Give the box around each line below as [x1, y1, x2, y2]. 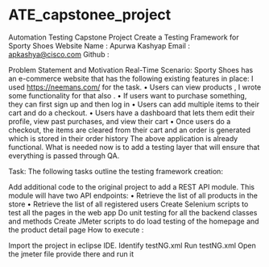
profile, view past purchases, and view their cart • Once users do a [8, 116, 231, 126]
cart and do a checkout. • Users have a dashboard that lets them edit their [8, 107, 255, 118]
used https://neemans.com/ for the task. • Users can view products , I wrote [8, 82, 262, 92]
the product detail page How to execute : [8, 224, 144, 235]
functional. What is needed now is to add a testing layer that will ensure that [8, 142, 260, 152]
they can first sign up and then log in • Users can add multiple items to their [8, 99, 260, 109]
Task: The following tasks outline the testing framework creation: [8, 166, 224, 176]
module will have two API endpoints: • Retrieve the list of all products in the [8, 190, 258, 200]
